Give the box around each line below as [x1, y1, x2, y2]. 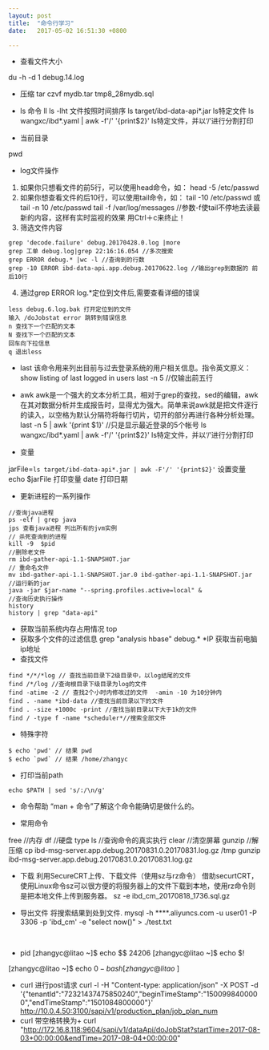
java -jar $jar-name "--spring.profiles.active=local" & [8, 587, 203, 595]
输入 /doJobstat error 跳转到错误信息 [8, 314, 126, 322]
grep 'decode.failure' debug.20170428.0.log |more [8, 239, 181, 247]
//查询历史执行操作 [8, 595, 64, 604]
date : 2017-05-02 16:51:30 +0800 [8, 26, 127, 34]
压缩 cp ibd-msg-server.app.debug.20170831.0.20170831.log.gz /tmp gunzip [8, 846, 261, 855]
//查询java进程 [8, 509, 54, 517]
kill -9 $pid [8, 540, 56, 548]
